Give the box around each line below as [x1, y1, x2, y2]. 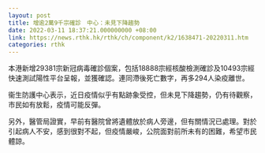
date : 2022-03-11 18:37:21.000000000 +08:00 [8, 26, 157, 34]
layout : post [8, 11, 51, 20]
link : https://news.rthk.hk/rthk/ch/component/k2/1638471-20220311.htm [8, 33, 248, 42]
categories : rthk [8, 41, 65, 49]
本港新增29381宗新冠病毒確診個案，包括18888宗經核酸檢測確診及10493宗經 [8, 64, 255, 73]
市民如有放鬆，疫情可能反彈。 [8, 100, 105, 110]
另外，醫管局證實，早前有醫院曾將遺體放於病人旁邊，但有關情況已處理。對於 [8, 117, 257, 126]
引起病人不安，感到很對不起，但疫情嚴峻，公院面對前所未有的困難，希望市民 [8, 127, 257, 136]
